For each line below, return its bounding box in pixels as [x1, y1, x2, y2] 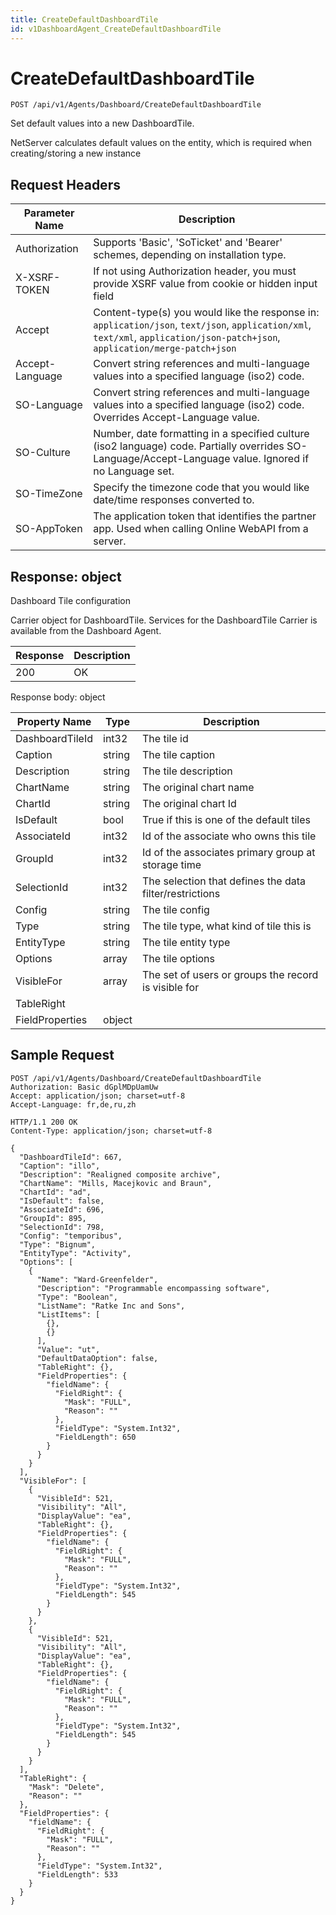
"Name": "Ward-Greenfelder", [36, 1274, 159, 1285]
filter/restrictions [142, 887, 221, 901]
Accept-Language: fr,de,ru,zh [10, 1099, 137, 1110]
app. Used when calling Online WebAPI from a [93, 522, 309, 536]
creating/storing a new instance [10, 147, 142, 160]
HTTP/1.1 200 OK [10, 1117, 78, 1127]
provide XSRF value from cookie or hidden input [93, 277, 318, 291]
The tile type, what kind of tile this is [142, 919, 312, 933]
